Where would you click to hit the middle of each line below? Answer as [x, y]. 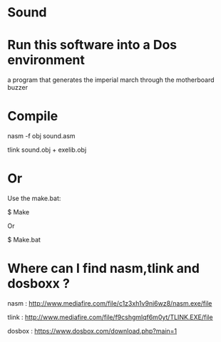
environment [46, 60]
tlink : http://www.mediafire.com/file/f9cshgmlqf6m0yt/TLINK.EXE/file [110, 317]
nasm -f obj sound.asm [42, 136]
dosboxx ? [38, 284]
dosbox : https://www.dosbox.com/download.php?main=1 [92, 331]
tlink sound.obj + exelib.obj [47, 150]
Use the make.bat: [34, 198]
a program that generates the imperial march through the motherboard [111, 80]
